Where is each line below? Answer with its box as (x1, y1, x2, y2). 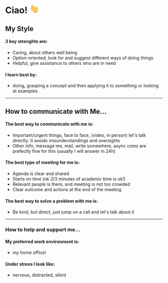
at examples (12, 88, 38, 94)
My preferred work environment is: (5, 239, 79, 245)
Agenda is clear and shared (12, 170, 69, 176)
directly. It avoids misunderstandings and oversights (12, 137, 120, 143)
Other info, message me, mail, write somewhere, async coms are (12, 143, 146, 149)
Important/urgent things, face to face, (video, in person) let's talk (12, 132, 146, 138)
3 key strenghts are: (5, 38, 48, 44)
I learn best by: (5, 71, 37, 77)
